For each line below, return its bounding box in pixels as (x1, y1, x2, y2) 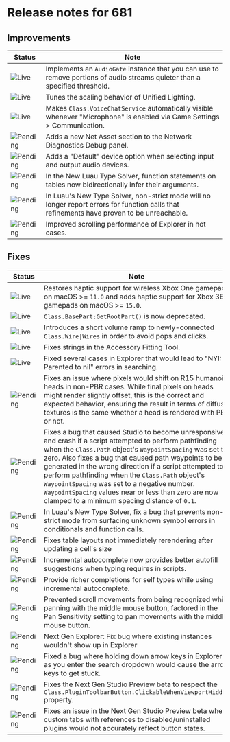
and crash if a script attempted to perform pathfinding (43, 436, 217, 445)
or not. (43, 416, 65, 426)
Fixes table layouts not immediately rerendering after (43, 535, 214, 545)
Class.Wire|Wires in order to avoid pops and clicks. (43, 331, 209, 340)
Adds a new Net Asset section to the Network (45, 132, 192, 141)
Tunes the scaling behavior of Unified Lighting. (45, 93, 196, 102)
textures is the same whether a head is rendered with (43, 407, 215, 417)
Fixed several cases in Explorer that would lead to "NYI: (43, 353, 222, 363)
